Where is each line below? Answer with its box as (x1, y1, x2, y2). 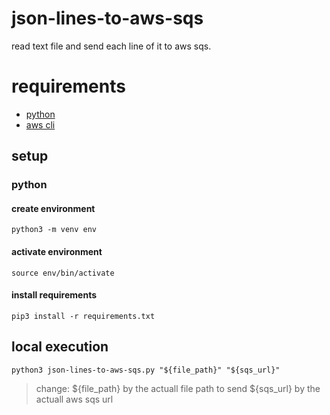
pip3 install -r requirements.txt (11, 311, 156, 321)
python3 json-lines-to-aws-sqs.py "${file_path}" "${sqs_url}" (11, 365, 281, 375)
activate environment (11, 245, 103, 257)
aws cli (25, 118, 56, 131)
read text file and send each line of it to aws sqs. (11, 40, 212, 52)
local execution (11, 338, 109, 356)
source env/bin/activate (11, 268, 115, 278)
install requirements (11, 289, 98, 301)
